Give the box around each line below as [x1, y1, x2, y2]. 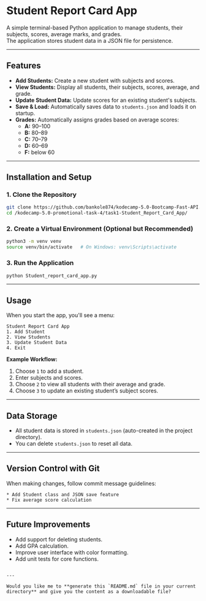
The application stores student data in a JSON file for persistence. [6, 37, 174, 44]
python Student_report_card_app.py [6, 272, 97, 279]
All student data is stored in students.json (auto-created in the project [15, 427, 193, 434]
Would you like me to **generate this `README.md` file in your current [6, 583, 196, 589]
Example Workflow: [6, 356, 58, 363]
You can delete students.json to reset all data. [15, 440, 133, 448]
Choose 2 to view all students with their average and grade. [15, 381, 166, 388]
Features [6, 61, 41, 71]
